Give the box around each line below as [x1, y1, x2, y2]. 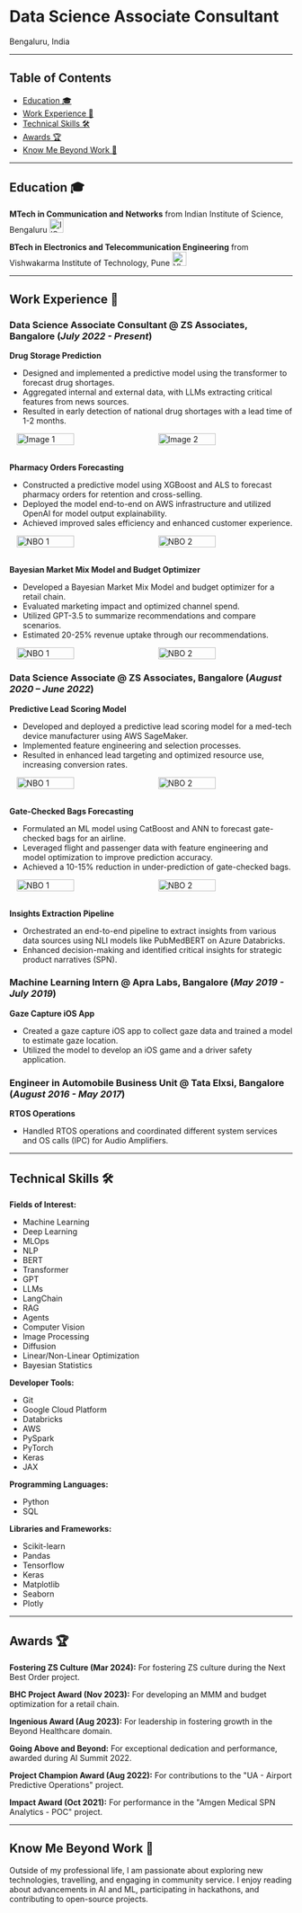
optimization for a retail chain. [9, 1698, 120, 1709]
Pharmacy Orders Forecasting [9, 462, 124, 473]
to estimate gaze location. [22, 1035, 119, 1045]
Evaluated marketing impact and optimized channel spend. [22, 601, 240, 612]
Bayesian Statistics [22, 1359, 93, 1370]
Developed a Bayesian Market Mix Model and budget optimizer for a [22, 582, 275, 592]
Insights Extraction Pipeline [9, 908, 115, 919]
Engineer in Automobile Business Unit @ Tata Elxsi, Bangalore [9, 1076, 285, 1089]
